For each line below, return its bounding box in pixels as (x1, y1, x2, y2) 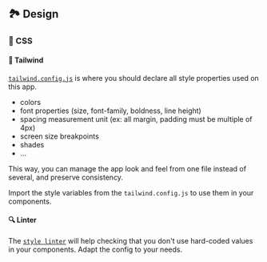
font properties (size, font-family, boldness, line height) (19, 106, 201, 115)
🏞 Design (8, 7, 59, 21)
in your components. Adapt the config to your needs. (8, 244, 182, 254)
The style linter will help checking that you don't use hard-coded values (8, 236, 253, 245)
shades (19, 139, 45, 149)
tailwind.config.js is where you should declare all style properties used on (8, 73, 260, 83)
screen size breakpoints (19, 131, 100, 141)
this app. (8, 82, 38, 91)
